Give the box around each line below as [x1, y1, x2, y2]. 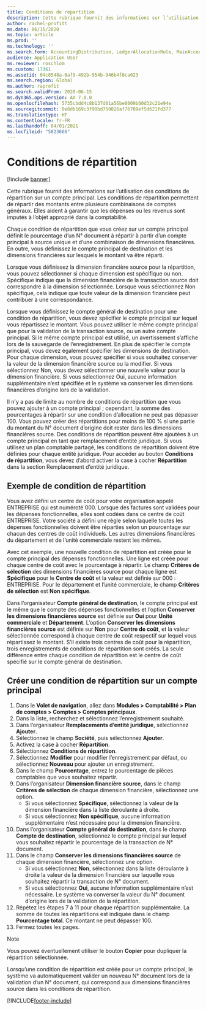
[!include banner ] [7, 175, 51, 183]
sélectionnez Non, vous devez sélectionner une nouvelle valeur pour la [7, 366, 186, 374]
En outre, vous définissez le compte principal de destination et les [7, 245, 173, 252]
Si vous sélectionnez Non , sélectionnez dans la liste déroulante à [24, 865, 189, 872]
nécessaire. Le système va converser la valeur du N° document [24, 890, 185, 898]
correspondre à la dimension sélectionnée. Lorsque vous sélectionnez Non [7, 283, 196, 290]
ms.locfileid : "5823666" [7, 129, 70, 135]
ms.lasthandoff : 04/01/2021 [7, 123, 79, 129]
